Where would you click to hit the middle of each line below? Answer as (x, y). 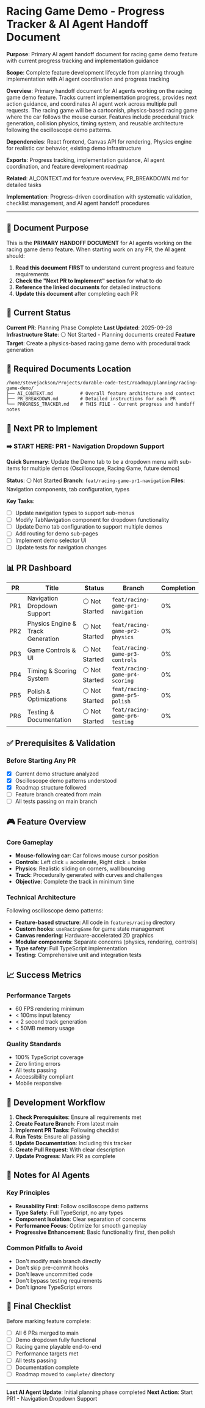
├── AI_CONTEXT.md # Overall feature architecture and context (101, 394)
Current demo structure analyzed (57, 774)
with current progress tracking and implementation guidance (82, 61)
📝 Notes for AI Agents (48, 1175)
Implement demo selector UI (51, 541)
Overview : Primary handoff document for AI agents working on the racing (99, 90)
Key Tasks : (20, 501)
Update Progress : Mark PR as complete (65, 1156)
